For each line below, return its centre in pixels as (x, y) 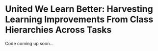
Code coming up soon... (29, 43)
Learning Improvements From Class (79, 19)
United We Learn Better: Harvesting (79, 9)
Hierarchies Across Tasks (58, 30)
